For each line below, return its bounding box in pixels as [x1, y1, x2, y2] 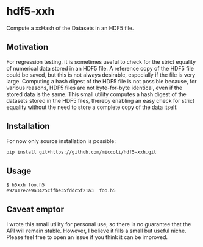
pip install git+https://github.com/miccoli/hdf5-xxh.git [6, 149, 157, 155]
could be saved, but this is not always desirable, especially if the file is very [6, 71, 196, 78]
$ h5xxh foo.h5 [6, 182, 45, 188]
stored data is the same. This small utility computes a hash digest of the [6, 90, 187, 98]
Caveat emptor [6, 204, 64, 215]
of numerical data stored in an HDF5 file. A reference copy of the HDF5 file [6, 64, 194, 72]
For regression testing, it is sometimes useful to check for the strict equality [6, 58, 196, 65]
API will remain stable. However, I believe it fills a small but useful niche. [6, 227, 187, 234]
